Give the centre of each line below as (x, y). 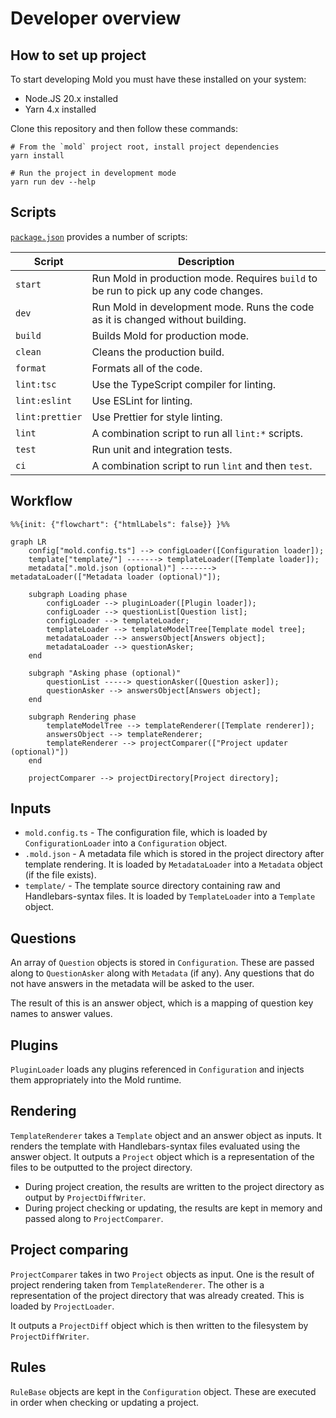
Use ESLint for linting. (142, 400)
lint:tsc (36, 384)
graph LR (28, 542)
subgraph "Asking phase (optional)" (105, 673)
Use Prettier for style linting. (157, 417)
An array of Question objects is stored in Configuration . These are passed (162, 963)
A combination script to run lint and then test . (202, 465)
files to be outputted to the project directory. (101, 1167)
